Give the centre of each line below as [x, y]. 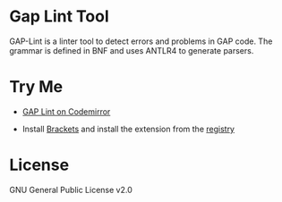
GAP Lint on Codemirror [66, 111]
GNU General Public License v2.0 [71, 189]
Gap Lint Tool [59, 17]
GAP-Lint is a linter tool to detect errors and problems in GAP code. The [141, 41]
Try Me [36, 87]
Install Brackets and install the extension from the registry [128, 129]
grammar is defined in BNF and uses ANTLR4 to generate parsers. [132, 50]
